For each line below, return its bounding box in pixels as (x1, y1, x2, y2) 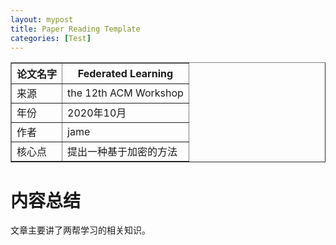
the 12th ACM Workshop (67, 86, 184, 100)
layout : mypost (10, 14, 74, 25)
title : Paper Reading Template (10, 24, 141, 34)
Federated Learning (77, 67, 174, 81)
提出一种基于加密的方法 (67, 145, 178, 159)
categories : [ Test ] (10, 33, 92, 43)
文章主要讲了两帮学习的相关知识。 (10, 224, 151, 236)
